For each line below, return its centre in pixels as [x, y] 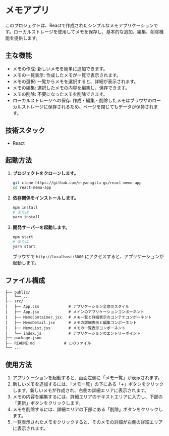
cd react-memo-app [32, 188]
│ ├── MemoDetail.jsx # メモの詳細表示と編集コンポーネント [71, 323]
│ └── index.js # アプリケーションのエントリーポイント [73, 334]
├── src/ [14, 301]
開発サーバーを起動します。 [41, 227]
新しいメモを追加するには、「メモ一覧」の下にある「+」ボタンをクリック [88, 384]
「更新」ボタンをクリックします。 [48, 403]
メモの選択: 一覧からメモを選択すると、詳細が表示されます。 [75, 81]
